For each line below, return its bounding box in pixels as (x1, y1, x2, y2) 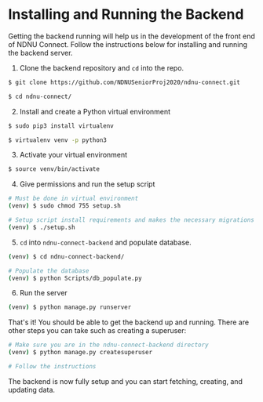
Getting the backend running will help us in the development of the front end (8, 31, 255, 41)
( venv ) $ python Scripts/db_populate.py (8, 274, 143, 282)
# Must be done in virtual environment (8, 194, 139, 203)
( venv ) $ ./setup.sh (8, 223, 76, 231)
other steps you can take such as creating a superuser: (8, 326, 187, 335)
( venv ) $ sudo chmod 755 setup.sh (8, 202, 122, 210)
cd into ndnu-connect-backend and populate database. (19, 237, 192, 247)
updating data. (8, 385, 56, 394)
